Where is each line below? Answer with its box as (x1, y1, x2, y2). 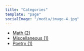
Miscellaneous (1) (12, 35, 49, 41)
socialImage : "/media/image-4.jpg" (5, 16, 79, 21)
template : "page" (5, 12, 41, 17)
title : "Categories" (5, 7, 48, 12)
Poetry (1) (12, 41, 33, 47)
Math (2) (12, 30, 30, 36)
